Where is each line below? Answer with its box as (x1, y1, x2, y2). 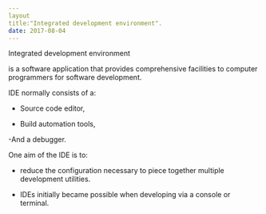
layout (8, 11, 30, 20)
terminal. (19, 198, 50, 208)
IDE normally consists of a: (8, 88, 97, 98)
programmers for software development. (8, 73, 142, 83)
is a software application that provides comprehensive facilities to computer (8, 64, 258, 74)
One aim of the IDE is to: (8, 150, 88, 160)
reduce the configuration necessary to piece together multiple (19, 166, 225, 176)
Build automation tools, (19, 119, 96, 129)
